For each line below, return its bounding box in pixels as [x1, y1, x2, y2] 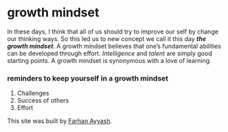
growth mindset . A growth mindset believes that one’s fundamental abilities [7, 42, 222, 50]
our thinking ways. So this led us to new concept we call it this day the [7, 34, 207, 42]
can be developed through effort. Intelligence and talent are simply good [7, 49, 212, 57]
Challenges [16, 89, 49, 97]
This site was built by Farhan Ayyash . [7, 117, 113, 125]
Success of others [16, 96, 69, 105]
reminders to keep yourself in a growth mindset [7, 73, 169, 83]
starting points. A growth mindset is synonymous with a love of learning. [7, 56, 212, 64]
